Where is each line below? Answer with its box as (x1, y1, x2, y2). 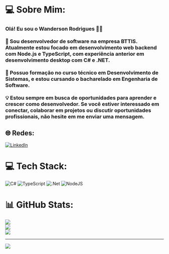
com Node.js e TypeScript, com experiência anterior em (5, 51, 144, 58)
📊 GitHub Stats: (5, 199, 74, 211)
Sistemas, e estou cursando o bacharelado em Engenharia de (5, 76, 158, 83)
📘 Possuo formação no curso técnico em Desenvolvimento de (5, 69, 159, 76)
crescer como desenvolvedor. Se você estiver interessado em (5, 101, 159, 108)
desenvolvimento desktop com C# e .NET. (5, 57, 110, 64)
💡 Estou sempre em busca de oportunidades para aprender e (5, 94, 157, 101)
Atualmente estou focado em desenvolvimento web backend (5, 44, 157, 51)
